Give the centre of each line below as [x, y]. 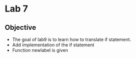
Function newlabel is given [40, 50]
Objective [21, 27]
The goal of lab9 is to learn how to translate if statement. [72, 39]
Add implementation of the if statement [53, 45]
